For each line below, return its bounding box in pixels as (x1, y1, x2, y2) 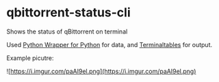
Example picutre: (6, 53, 54, 62)
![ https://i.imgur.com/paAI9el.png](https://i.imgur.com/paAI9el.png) (6, 67, 196, 75)
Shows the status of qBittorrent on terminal (6, 27, 128, 36)
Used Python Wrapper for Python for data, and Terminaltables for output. (6, 40, 213, 49)
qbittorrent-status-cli (6, 5, 131, 20)
